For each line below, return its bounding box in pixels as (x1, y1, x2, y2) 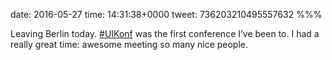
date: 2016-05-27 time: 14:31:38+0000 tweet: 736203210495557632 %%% (10, 9, 323, 20)
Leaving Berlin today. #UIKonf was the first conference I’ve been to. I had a (10, 28, 320, 39)
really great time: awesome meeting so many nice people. (10, 39, 249, 50)
